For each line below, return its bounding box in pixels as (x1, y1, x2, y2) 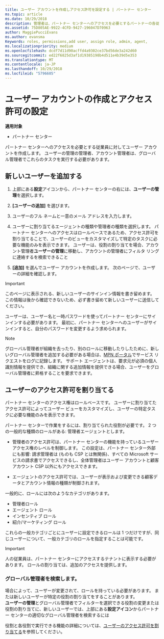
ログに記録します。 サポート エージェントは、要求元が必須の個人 (26, 358, 158, 364)
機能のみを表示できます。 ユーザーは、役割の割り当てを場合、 (21, 241, 146, 248)
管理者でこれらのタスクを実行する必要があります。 (9, 156, 112, 162)
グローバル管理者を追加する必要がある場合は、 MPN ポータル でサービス (9, 351, 153, 357)
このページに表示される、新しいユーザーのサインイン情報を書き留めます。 (5, 291, 155, 296)
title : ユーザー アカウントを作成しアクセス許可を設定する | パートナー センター (5, 7, 152, 12)
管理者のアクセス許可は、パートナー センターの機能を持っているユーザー (12, 439, 159, 445)
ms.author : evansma (5, 35, 45, 40)
